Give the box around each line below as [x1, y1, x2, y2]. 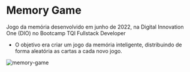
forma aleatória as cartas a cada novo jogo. [14, 47, 123, 54]
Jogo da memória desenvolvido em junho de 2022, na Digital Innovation [6, 23, 184, 30]
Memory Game [6, 4, 82, 17]
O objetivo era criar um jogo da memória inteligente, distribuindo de [14, 41, 182, 48]
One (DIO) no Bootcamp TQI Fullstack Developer [6, 29, 126, 36]
